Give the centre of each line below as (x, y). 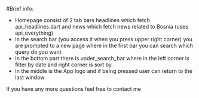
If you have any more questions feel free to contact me (74, 89)
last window (30, 77)
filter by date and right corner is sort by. (64, 65)
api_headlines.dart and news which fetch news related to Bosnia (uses (102, 27)
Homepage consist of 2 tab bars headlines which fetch (82, 20)
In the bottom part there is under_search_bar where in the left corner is (102, 58)
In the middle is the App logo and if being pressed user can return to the (104, 71)
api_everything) (34, 33)
